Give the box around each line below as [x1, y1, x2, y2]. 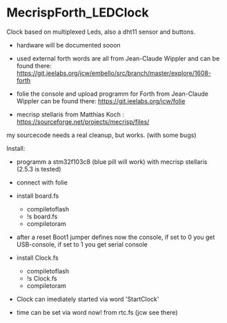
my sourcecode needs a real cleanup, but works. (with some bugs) [6, 131, 197, 139]
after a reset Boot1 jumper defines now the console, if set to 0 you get [16, 233, 215, 241]
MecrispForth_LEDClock [6, 5, 149, 21]
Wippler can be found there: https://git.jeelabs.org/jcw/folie [16, 96, 186, 105]
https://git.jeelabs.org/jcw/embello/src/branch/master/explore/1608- [16, 69, 212, 77]
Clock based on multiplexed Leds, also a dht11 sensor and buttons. [6, 28, 196, 36]
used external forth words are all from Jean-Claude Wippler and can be [16, 54, 220, 63]
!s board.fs [26, 212, 58, 220]
